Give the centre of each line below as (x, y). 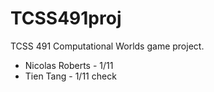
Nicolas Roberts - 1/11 (69, 65)
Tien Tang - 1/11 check (70, 76)
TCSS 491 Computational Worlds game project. (107, 46)
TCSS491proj (66, 18)
